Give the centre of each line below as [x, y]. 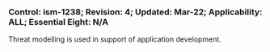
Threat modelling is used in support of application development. [115, 39]
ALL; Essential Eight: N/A [59, 22]
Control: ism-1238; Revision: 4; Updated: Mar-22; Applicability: [135, 12]
